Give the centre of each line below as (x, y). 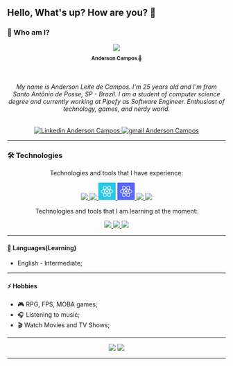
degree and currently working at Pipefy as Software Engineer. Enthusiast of (116, 102)
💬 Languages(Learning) (42, 247)
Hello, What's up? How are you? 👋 (81, 13)
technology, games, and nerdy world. (116, 109)
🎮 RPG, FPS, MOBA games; (58, 304)
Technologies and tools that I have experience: (116, 173)
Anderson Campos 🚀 (116, 58)
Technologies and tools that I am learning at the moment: (116, 211)
